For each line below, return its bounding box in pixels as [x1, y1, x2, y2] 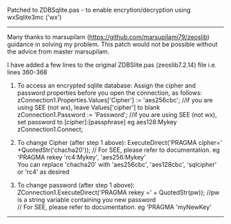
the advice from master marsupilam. [7, 47, 110, 56]
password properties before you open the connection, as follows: [16, 89, 203, 97]
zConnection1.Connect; [16, 125, 84, 133]
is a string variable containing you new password [16, 196, 156, 203]
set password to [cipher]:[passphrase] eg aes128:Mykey [16, 118, 177, 126]
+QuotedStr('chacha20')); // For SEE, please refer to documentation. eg [16, 146, 220, 154]
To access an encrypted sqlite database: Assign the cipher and [16, 82, 196, 89]
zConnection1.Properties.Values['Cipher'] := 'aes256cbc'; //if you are [16, 96, 213, 104]
